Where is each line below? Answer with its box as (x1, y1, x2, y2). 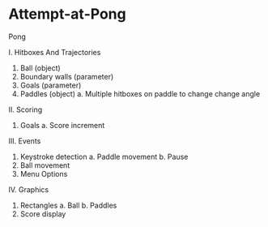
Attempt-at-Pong (8, 5, 127, 24)
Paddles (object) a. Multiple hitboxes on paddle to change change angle (19, 88, 261, 98)
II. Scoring (8, 105, 43, 114)
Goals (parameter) (19, 80, 82, 90)
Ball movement (19, 160, 70, 170)
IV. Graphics (8, 184, 49, 195)
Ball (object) (19, 62, 61, 73)
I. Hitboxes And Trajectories (8, 47, 101, 57)
